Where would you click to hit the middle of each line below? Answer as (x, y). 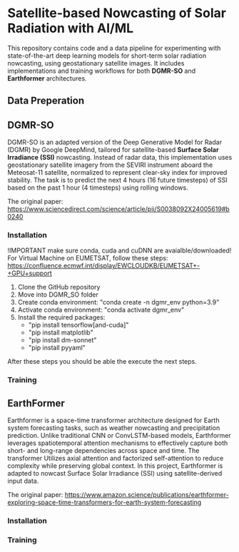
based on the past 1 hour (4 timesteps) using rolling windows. (98, 188)
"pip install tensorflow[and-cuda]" (78, 325)
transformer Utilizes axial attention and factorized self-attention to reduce (116, 459)
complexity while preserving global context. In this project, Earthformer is (115, 466)
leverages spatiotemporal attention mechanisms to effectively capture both (118, 443)
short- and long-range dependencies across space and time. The (103, 451)
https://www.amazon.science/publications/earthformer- (147, 495)
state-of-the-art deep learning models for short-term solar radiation (107, 56)
